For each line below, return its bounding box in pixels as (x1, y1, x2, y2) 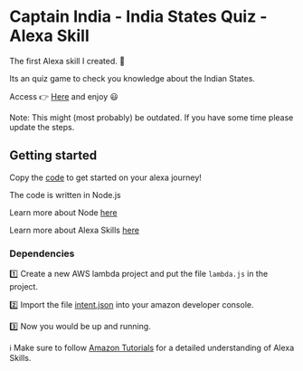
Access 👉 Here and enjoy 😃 (9, 90, 119, 101)
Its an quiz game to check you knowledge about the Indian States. (9, 72, 256, 83)
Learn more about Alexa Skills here (9, 224, 140, 235)
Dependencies (9, 247, 75, 260)
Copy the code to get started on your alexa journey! (9, 172, 202, 183)
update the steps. (9, 121, 75, 132)
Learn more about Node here (9, 206, 118, 218)
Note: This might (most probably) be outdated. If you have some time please (9, 111, 294, 123)
